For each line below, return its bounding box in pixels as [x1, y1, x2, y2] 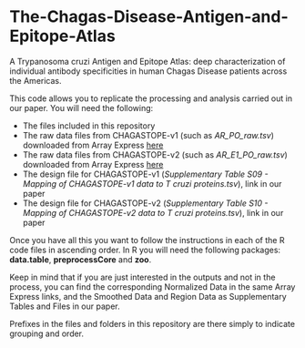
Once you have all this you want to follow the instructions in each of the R [9, 234, 285, 245]
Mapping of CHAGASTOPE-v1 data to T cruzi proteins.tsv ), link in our [22, 178, 282, 189]
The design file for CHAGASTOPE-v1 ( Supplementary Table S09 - [22, 169, 269, 179]
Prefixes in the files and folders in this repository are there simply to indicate [9, 318, 296, 329]
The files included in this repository [22, 120, 156, 131]
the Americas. [9, 75, 62, 86]
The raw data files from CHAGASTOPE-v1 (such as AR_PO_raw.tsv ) [22, 129, 275, 140]
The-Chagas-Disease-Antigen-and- [9, 6, 289, 27]
